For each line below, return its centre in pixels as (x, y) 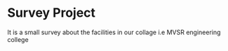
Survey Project (52, 13)
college (18, 39)
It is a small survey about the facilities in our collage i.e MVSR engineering (114, 32)
